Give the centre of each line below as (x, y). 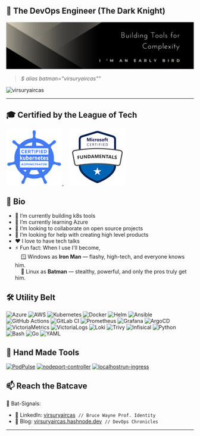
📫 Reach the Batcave (47, 386)
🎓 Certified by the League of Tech (72, 115)
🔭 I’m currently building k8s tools (55, 216)
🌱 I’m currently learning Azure (51, 222)
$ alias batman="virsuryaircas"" (61, 79)
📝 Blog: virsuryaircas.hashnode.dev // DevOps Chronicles (87, 421)
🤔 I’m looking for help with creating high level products (82, 235)
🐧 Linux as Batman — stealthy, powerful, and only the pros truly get (104, 272)
